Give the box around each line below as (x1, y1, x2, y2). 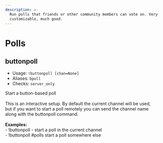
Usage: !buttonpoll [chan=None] (12, 70, 79, 76)
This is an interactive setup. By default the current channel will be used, (5, 101, 151, 107)
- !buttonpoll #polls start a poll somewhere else (5, 132, 101, 138)
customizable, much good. (9, 16, 63, 21)
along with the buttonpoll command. (5, 111, 79, 117)
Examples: (5, 122, 27, 128)
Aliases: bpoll (12, 75, 41, 81)
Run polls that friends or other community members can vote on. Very (9, 12, 158, 17)
